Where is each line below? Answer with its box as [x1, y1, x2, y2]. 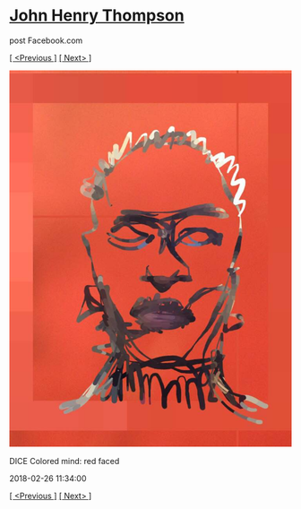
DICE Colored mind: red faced [9, 455, 120, 466]
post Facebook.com [9, 35, 83, 46]
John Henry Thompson [9, 5, 185, 26]
